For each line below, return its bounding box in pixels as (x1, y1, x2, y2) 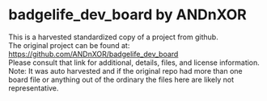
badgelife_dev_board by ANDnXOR (8, 6, 247, 24)
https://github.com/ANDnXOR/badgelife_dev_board (8, 49, 179, 59)
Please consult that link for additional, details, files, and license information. (8, 58, 261, 67)
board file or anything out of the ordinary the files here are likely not (8, 75, 235, 84)
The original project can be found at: (8, 40, 130, 50)
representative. (8, 83, 59, 93)
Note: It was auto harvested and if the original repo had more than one (8, 66, 243, 75)
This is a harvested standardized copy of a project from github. (8, 32, 218, 42)
